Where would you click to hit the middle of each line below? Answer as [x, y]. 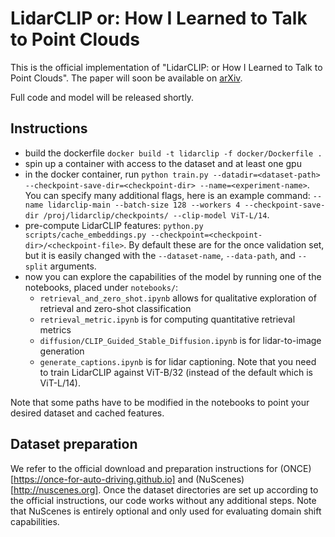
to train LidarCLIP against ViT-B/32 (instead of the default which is [176, 372]
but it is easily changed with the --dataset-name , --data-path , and [160, 255]
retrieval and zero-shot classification [115, 308]
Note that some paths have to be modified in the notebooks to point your [160, 402]
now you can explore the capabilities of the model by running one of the [173, 276]
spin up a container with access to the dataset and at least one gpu [163, 163]
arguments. [73, 266]
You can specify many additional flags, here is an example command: [167, 195]
